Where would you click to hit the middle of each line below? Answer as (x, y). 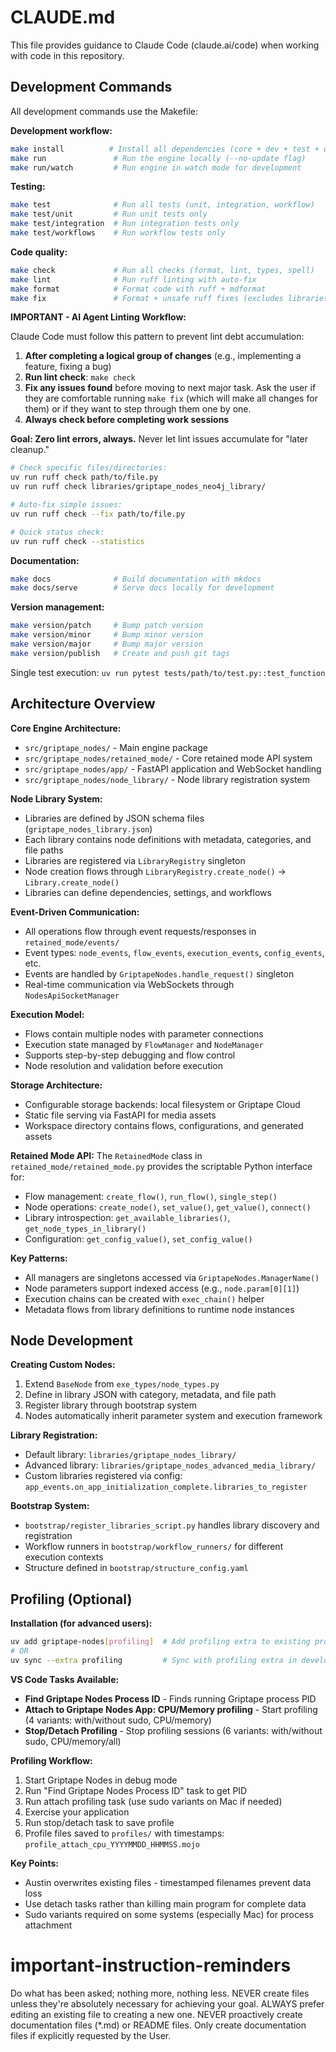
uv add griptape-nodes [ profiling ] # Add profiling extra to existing (160, 1642)
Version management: (57, 607)
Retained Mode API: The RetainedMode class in (106, 1155)
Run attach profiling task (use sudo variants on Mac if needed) (153, 1801)
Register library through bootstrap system (111, 1405)
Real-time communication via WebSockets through (129, 984)
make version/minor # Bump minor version (106, 635)
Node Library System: (56, 798)
